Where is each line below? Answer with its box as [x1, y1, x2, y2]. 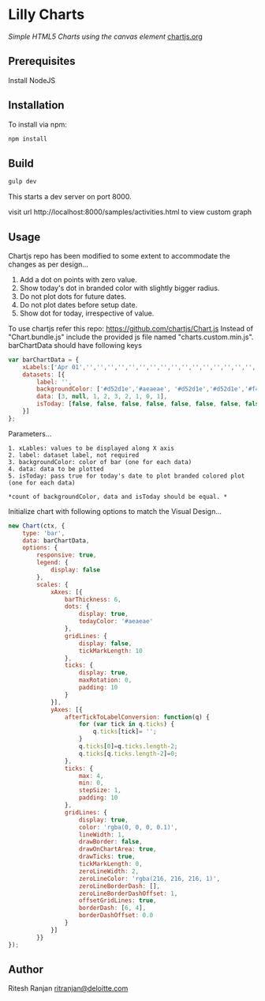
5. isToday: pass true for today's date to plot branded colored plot [8, 472, 245, 480]
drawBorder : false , [78, 838, 144, 846]
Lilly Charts [8, 6, 85, 24]
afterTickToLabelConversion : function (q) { [64, 713, 211, 721]
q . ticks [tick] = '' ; [92, 727, 157, 736]
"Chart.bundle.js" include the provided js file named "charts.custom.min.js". [8, 332, 254, 342]
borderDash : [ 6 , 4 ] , [78, 904, 147, 912]
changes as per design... [8, 259, 89, 269]
